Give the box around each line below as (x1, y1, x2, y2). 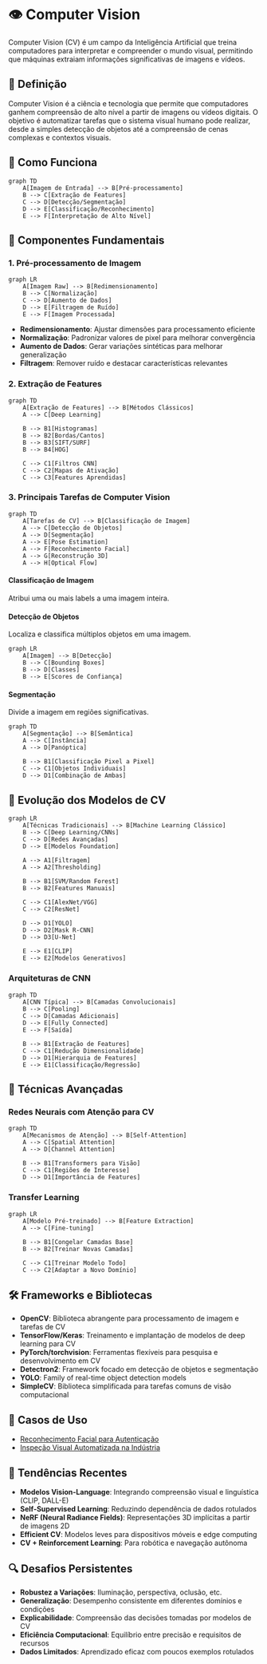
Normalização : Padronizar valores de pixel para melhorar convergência (19, 333, 256, 343)
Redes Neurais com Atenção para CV (8, 1106, 155, 1117)
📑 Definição (8, 77, 68, 91)
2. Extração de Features (8, 378, 102, 390)
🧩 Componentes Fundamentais (8, 233, 165, 247)
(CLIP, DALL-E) (19, 1496, 69, 1505)
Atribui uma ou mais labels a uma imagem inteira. (8, 593, 170, 603)
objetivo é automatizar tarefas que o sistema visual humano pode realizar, (8, 116, 251, 125)
